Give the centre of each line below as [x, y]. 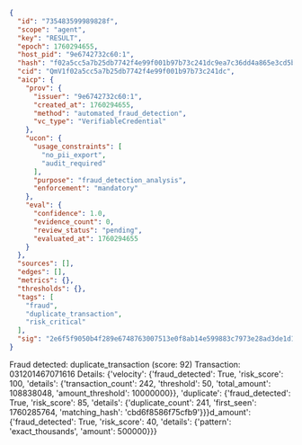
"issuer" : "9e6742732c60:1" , [88, 96]
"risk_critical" [56, 322]
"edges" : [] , [42, 272]
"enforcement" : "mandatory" [86, 189]
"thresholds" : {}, [52, 289]
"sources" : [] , [46, 264]
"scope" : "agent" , [52, 30]
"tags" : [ [36, 297]
